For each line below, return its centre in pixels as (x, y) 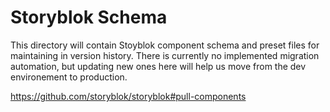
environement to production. (69, 77)
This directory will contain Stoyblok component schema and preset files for (165, 45)
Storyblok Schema (89, 17)
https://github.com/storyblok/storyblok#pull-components (128, 96)
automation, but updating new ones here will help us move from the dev (158, 66)
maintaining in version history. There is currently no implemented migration (165, 55)
